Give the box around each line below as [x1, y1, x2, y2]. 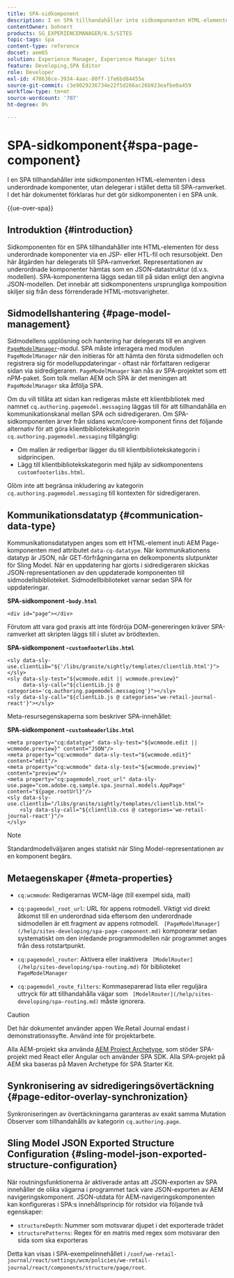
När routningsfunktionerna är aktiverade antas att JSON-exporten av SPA [7, 1177, 218, 1186]
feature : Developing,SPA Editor [7, 62, 101, 69]
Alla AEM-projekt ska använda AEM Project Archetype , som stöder [7, 1045, 198, 1054]
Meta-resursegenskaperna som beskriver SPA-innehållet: [7, 712, 172, 721]
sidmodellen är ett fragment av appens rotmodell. [17, 919, 159, 928]
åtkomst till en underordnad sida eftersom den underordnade [17, 912, 193, 920]
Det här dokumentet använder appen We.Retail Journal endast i [7, 1024, 189, 1033]
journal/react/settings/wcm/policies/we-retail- [7, 1256, 151, 1264]
